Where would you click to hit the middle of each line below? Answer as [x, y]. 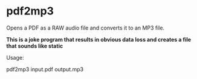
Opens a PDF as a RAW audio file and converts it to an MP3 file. [86, 28]
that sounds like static [35, 46]
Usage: [15, 57]
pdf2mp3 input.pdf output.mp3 [45, 69]
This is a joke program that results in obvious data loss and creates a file [99, 39]
